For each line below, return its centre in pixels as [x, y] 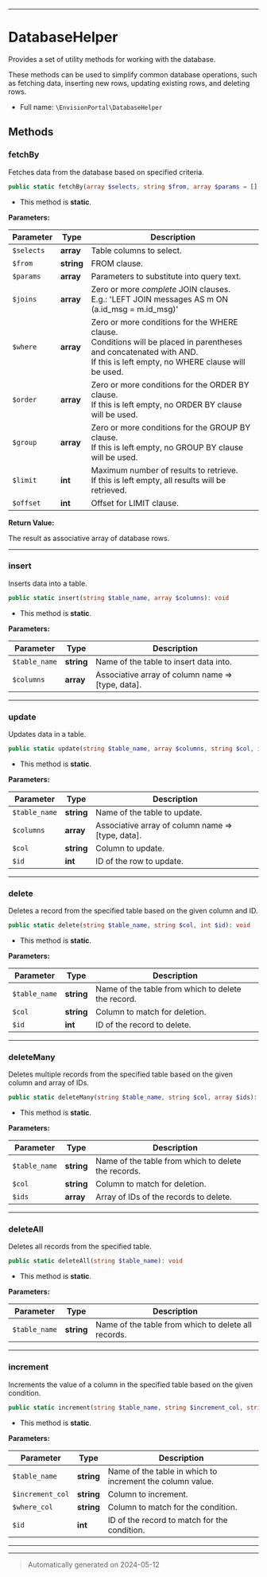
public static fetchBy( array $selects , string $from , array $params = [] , [135, 187]
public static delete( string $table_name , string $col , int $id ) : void [129, 925]
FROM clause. [117, 263]
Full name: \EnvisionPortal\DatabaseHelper [91, 107]
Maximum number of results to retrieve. [164, 470]
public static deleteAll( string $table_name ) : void [95, 1261]
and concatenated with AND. [145, 352]
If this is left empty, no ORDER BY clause [166, 404]
